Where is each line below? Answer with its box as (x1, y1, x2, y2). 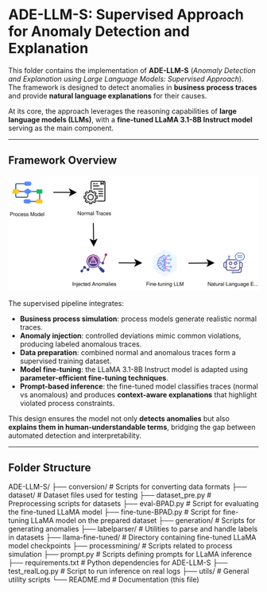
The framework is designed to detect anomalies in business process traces (8, 82, 257, 92)
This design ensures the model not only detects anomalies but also (8, 413, 230, 423)
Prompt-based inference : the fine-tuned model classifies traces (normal (19, 381, 258, 391)
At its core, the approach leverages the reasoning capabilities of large (8, 106, 237, 116)
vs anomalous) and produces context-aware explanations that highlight (19, 389, 257, 399)
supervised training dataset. (19, 356, 112, 366)
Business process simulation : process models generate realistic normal (19, 314, 257, 323)
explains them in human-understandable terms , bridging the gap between (8, 422, 256, 431)
